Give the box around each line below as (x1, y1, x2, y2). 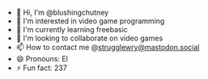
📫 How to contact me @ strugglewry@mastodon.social (15, 43, 200, 52)
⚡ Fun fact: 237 (15, 63, 67, 73)
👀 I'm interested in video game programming (15, 16, 165, 26)
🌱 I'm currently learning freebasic (15, 25, 128, 34)
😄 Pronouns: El (15, 54, 69, 64)
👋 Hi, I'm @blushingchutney (15, 8, 109, 17)
